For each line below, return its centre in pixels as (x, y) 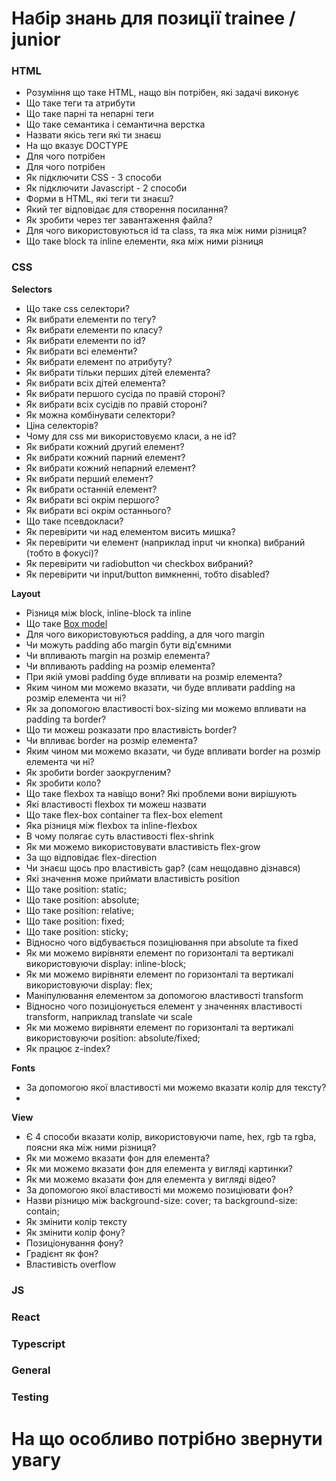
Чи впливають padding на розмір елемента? (120, 666)
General (31, 1370)
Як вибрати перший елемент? (89, 478)
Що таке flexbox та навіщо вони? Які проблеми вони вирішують (161, 793)
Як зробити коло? (63, 783)
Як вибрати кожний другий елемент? (105, 446)
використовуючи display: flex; (89, 984)
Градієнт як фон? (62, 1253)
